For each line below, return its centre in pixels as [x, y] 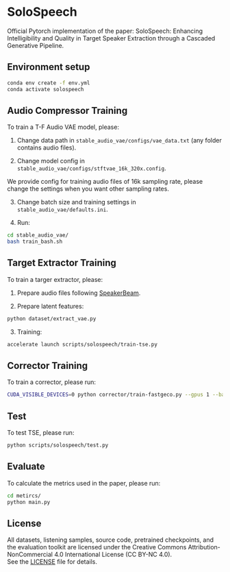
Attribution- [204, 547]
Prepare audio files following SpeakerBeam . [79, 293]
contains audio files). [47, 147]
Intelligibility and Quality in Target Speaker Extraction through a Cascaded [111, 38]
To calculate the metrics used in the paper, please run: [84, 483]
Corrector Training [47, 366]
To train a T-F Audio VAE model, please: [63, 127]
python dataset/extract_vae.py [52, 319]
